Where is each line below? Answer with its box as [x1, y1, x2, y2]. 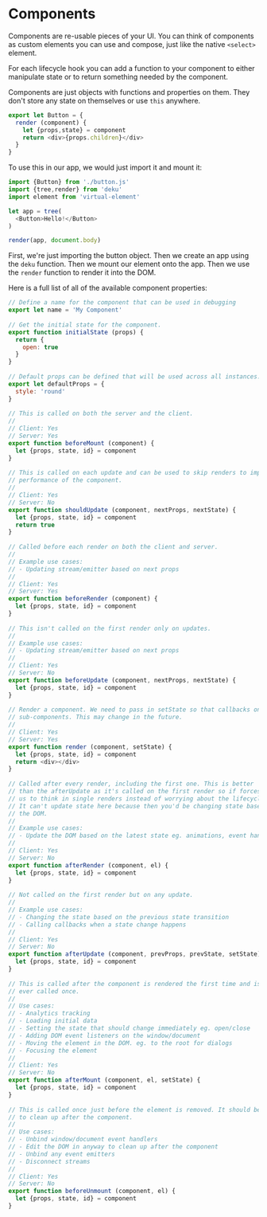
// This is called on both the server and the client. [8, 409, 194, 418]
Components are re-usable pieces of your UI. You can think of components [8, 31, 254, 41]
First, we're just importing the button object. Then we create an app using [8, 251, 249, 260]
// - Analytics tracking [8, 1009, 91, 1018]
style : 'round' [15, 387, 66, 395]
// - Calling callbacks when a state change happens [8, 921, 187, 929]
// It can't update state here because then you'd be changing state [8, 802, 244, 810]
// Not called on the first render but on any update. [8, 891, 194, 899]
